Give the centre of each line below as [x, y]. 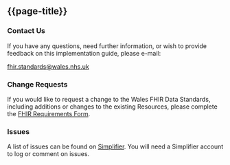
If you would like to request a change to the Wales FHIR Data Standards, [109, 99]
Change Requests [37, 84]
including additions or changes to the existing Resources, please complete [112, 107]
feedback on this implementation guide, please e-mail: [84, 53]
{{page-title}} [37, 11]
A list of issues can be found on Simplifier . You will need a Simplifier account [115, 146]
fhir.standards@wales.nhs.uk [48, 66]
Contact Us [26, 31]
